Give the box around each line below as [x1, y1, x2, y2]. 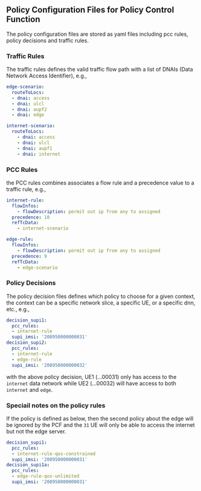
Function [6, 15, 40, 25]
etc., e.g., [6, 305, 30, 312]
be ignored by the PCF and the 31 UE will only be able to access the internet [6, 421, 195, 429]
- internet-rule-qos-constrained [11, 450, 96, 456]
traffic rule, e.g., [6, 185, 46, 193]
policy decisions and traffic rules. [6, 36, 89, 44]
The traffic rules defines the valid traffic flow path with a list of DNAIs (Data [6, 66, 193, 73]
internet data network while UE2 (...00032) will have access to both [6, 380, 177, 387]
